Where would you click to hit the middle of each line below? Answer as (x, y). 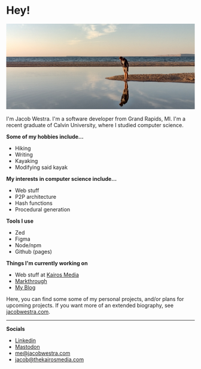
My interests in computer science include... (62, 179)
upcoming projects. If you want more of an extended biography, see (90, 305)
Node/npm (28, 245)
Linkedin (25, 340)
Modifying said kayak (41, 167)
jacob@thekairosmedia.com (49, 359)
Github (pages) (33, 251)
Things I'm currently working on (47, 263)
